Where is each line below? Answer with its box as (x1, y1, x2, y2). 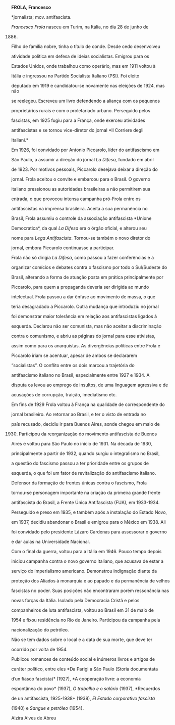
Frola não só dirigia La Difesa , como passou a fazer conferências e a (11, 255, 154, 260)
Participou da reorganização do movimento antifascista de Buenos (18, 431, 157, 437)
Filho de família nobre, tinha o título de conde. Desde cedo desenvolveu (11, 43, 161, 50)
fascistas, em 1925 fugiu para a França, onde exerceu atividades (11, 117, 146, 123)
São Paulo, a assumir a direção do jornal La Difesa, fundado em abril (11, 157, 154, 162)
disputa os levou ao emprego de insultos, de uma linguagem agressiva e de (11, 382, 168, 388)
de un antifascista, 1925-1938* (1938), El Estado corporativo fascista (11, 695, 155, 701)
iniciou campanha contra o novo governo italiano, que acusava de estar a (11, 558, 164, 564)
